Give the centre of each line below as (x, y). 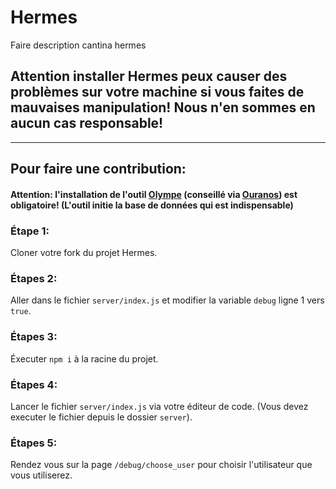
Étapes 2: (34, 278)
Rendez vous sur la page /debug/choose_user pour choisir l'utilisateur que (161, 465)
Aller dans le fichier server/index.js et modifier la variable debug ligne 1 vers (167, 300)
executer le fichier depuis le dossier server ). (101, 417)
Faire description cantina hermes (78, 45)
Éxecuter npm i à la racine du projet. (84, 358)
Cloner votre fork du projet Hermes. (84, 253)
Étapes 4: (34, 384)
